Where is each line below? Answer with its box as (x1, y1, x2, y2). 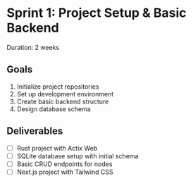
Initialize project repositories (16, 82, 99, 91)
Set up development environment (16, 89, 114, 98)
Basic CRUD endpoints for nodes (16, 160, 113, 168)
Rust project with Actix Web (16, 144, 98, 152)
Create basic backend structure (16, 97, 109, 106)
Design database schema (16, 104, 91, 113)
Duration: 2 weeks (6, 43, 60, 51)
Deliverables (6, 125, 63, 137)
